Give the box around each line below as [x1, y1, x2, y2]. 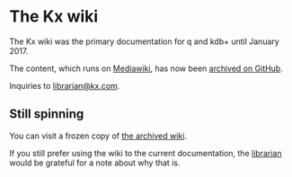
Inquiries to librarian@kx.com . [9, 80, 120, 91]
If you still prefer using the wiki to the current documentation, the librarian [9, 147, 282, 158]
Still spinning [9, 106, 84, 122]
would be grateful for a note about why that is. [9, 157, 181, 168]
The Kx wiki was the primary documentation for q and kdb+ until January [9, 36, 280, 47]
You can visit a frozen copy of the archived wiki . [9, 130, 187, 141]
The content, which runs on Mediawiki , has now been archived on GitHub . [9, 63, 283, 74]
